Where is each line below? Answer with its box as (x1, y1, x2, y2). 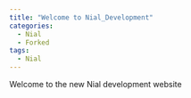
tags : (9, 46, 29, 55)
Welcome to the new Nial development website (9, 79, 182, 89)
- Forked (17, 37, 50, 47)
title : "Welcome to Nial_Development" (9, 12, 154, 22)
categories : (9, 21, 54, 30)
